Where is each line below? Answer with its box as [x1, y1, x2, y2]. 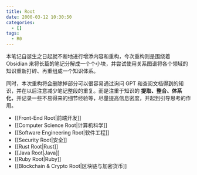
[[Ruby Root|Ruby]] [14, 156, 62, 162]
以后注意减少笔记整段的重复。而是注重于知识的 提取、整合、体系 [26, 87, 182, 94]
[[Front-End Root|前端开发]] [14, 115, 81, 121]
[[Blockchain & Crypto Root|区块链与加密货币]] [14, 163, 127, 169]
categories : [6, 19, 35, 25]
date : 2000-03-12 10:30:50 [6, 14, 72, 20]
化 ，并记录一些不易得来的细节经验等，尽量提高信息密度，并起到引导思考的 [6, 95, 186, 102]
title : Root [6, 8, 35, 15]
